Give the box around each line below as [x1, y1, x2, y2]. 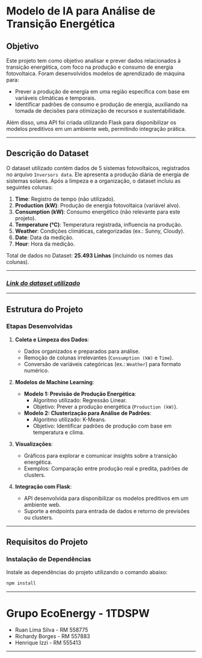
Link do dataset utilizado [6, 279, 81, 287]
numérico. [23, 367, 49, 374]
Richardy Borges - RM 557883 [14, 633, 90, 640]
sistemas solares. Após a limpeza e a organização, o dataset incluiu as [6, 177, 181, 185]
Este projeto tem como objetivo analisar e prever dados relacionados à [6, 57, 181, 64]
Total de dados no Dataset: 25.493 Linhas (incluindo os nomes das [6, 251, 173, 259]
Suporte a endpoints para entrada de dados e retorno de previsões [23, 507, 190, 514]
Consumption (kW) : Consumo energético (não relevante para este [14, 208, 180, 215]
